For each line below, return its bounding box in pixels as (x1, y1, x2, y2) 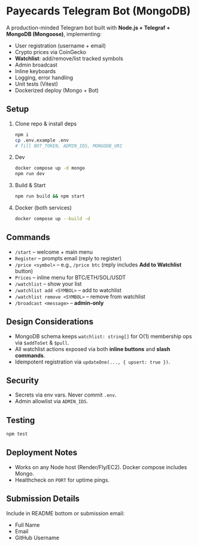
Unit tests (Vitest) (14, 80, 58, 88)
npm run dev (14, 171, 45, 177)
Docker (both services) (14, 204, 72, 211)
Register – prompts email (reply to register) (14, 254, 122, 262)
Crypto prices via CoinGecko (14, 48, 87, 55)
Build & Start (14, 182, 46, 189)
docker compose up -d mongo (14, 165, 85, 172)
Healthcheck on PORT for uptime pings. (14, 476, 109, 484)
